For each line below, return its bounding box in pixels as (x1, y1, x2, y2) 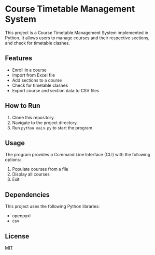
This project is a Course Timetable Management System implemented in (5, 30, 149, 35)
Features (5, 54, 32, 63)
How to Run (5, 102, 41, 110)
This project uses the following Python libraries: (5, 204, 100, 209)
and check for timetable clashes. (5, 40, 70, 46)
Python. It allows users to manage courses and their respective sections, (5, 35, 150, 41)
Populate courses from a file (12, 166, 69, 172)
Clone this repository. (12, 114, 55, 120)
